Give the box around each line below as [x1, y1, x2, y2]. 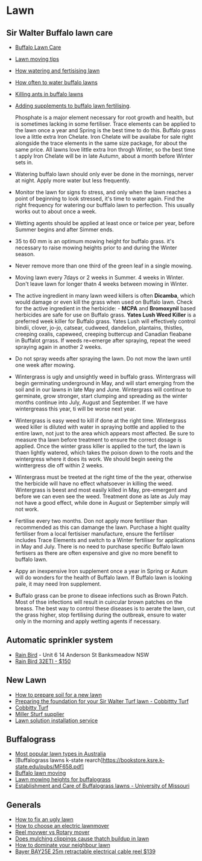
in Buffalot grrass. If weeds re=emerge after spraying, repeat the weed [14, 337, 191, 344]
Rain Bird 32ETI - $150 [14, 658, 71, 665]
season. [14, 251, 35, 257]
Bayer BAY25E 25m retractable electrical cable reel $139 [14, 848, 156, 855]
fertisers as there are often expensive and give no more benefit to [14, 549, 178, 556]
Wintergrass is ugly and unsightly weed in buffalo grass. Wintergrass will [14, 373, 196, 380]
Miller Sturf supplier [14, 710, 65, 717]
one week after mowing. [14, 362, 75, 368]
